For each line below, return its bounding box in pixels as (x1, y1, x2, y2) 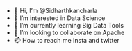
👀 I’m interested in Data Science (13, 14, 106, 22)
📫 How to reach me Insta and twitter (13, 37, 119, 44)
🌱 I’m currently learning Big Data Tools (13, 21, 124, 29)
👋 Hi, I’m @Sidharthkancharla (13, 7, 98, 14)
